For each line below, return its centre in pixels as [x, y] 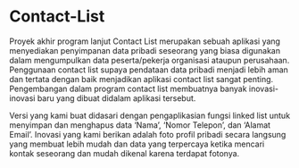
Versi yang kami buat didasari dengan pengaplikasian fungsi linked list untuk [150, 115]
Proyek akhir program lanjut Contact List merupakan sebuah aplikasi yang [145, 41]
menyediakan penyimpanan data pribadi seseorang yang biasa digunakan [145, 50]
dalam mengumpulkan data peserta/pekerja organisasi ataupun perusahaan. [149, 60]
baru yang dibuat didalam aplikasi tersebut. [116, 98]
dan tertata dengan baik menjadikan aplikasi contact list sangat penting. [141, 79]
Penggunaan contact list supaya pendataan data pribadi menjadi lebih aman [149, 70]
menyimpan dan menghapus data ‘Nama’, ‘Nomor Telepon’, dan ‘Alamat [140, 125]
